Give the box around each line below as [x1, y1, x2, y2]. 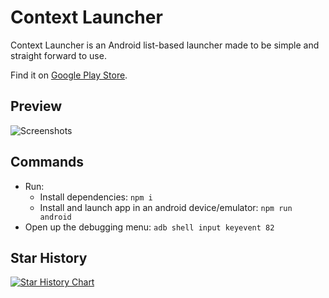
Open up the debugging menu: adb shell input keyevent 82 [24, 221, 275, 233]
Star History [10, 249, 88, 266]
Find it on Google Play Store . [10, 69, 128, 81]
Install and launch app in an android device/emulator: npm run [39, 201, 293, 213]
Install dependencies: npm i [39, 191, 153, 203]
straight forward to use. [10, 49, 107, 61]
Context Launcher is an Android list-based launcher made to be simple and [10, 39, 320, 51]
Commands [10, 154, 85, 171]
